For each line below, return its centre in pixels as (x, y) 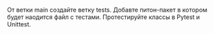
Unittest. (19, 24)
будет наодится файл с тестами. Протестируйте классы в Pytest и (104, 17)
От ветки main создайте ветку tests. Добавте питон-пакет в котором (107, 10)
